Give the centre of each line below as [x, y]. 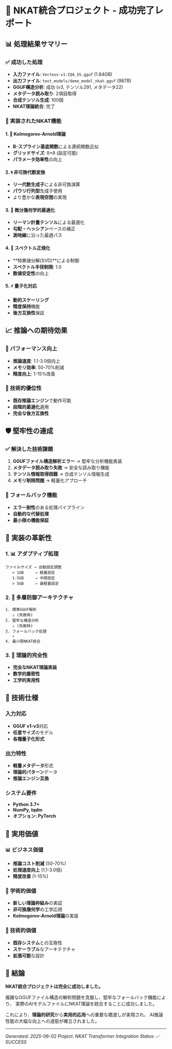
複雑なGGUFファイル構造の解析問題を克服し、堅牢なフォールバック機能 [81, 998]
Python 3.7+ [26, 804]
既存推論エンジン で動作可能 [42, 400]
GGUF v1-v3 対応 [30, 726]
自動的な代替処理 [31, 514]
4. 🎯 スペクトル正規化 [28, 248]
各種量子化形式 [28, 739]
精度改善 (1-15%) [30, 876]
